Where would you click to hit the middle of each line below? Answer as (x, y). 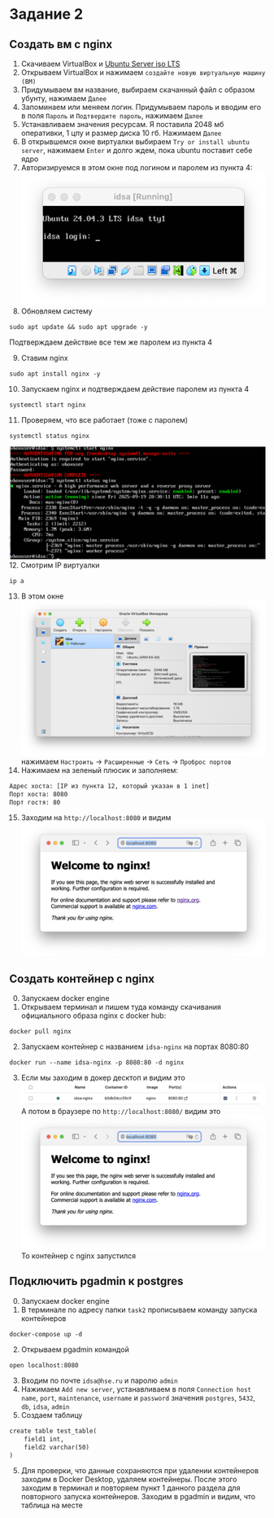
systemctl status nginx (50, 436)
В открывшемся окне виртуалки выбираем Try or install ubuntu (135, 142)
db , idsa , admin (45, 1406)
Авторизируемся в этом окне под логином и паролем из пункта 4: (137, 167)
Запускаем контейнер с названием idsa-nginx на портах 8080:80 (135, 1046)
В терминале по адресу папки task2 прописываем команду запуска (139, 1310)
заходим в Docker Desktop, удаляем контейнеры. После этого (129, 1479)
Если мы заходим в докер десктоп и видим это (103, 1078)
